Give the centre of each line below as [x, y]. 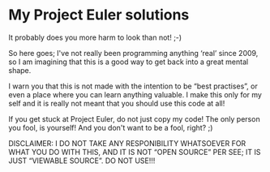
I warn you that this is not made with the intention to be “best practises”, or [133, 86]
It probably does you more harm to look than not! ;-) [95, 37]
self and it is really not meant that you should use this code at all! [117, 103]
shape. [20, 70]
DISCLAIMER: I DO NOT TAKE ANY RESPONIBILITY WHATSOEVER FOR [127, 143]
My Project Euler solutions [99, 15]
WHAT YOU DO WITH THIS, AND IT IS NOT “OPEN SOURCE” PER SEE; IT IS [135, 152]
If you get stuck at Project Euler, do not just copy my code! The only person [135, 118]
